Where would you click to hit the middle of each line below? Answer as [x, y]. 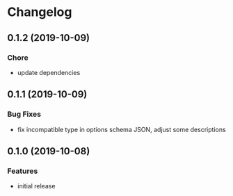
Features [23, 171]
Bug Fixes [24, 114]
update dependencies [49, 72]
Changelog [40, 12]
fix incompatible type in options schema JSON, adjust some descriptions [121, 129]
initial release [36, 186]
